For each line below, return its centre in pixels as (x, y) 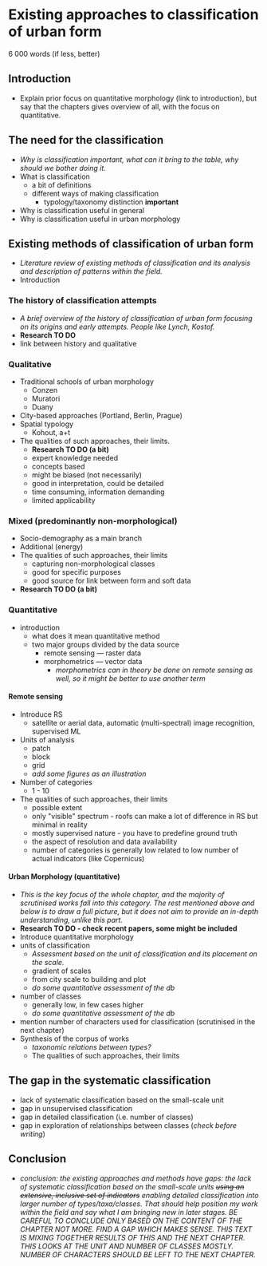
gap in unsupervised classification (76, 1108)
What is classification (55, 176)
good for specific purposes (77, 572)
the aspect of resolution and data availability (104, 841)
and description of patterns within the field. (91, 271)
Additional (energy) (51, 547)
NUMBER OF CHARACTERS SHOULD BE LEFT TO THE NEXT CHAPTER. (138, 1254)
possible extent (57, 807)
